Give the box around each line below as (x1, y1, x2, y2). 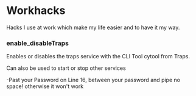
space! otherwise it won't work (6, 83, 84, 90)
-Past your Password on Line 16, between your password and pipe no (6, 77, 181, 84)
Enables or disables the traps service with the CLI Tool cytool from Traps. (6, 53, 191, 60)
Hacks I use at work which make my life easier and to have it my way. (6, 24, 180, 31)
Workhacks (6, 4, 66, 18)
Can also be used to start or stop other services (6, 64, 126, 72)
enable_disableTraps (6, 39, 69, 47)
